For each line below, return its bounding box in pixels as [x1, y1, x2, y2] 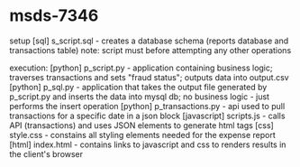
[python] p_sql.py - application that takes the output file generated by [9, 81, 268, 92]
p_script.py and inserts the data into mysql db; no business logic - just [9, 91, 270, 102]
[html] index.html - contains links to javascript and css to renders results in [9, 139, 286, 150]
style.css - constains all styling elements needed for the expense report [9, 129, 277, 140]
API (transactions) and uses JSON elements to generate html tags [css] [9, 119, 275, 131]
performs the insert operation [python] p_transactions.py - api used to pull [9, 100, 286, 111]
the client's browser [9, 148, 84, 159]
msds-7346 [9, 5, 99, 26]
